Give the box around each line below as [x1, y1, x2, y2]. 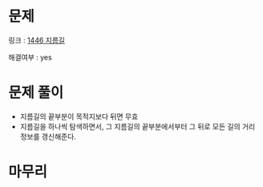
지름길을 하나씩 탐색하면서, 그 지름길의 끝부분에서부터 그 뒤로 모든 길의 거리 [19, 121, 256, 131]
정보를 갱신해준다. [19, 132, 76, 141]
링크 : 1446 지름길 [8, 35, 66, 45]
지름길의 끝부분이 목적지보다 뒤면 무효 [19, 112, 139, 121]
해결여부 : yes [8, 52, 52, 62]
